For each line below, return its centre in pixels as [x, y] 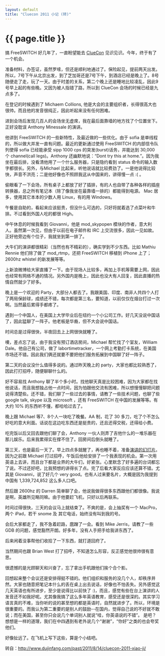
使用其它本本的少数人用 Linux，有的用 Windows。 [64, 197]
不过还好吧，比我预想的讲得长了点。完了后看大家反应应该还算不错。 [87, 468]
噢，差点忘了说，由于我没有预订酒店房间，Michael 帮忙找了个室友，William [81, 342]
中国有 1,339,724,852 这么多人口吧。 [42, 480]
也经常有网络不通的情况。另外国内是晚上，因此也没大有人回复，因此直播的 [80, 276]
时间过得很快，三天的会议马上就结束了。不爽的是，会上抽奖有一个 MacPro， [82, 507]
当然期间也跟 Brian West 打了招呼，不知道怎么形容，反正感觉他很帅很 [75, 551]
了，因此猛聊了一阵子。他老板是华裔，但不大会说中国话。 [63, 321]
